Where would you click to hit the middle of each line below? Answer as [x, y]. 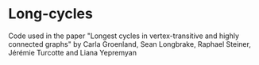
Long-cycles [50, 14]
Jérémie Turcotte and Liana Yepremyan [73, 52]
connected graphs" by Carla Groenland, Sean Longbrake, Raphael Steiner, [130, 44]
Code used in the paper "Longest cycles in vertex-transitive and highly [124, 36]
